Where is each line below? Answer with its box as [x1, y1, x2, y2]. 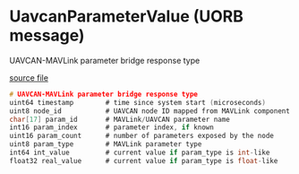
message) [9, 25, 85, 46]
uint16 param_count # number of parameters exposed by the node [9, 132, 275, 141]
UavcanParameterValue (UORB [9, 6, 243, 27]
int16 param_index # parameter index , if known [9, 123, 215, 132]
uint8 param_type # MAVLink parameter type [9, 140, 202, 149]
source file [9, 72, 49, 83]
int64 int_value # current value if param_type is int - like [9, 148, 270, 158]
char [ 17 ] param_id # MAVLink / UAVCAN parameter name [9, 115, 230, 124]
